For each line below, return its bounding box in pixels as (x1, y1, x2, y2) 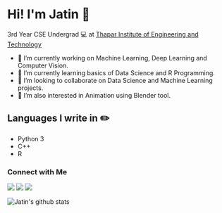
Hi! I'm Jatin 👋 (7, 6, 90, 22)
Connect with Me (7, 167, 68, 176)
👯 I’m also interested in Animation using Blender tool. (17, 91, 171, 99)
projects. (17, 84, 44, 92)
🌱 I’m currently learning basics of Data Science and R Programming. (17, 68, 215, 77)
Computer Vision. (17, 61, 68, 70)
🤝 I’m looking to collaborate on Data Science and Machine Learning (17, 76, 213, 84)
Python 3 (17, 134, 44, 143)
